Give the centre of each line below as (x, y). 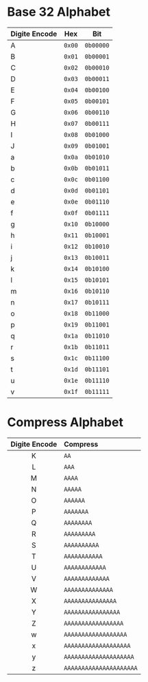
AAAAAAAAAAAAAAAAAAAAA (101, 668)
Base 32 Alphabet (59, 12)
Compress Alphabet (65, 422)
